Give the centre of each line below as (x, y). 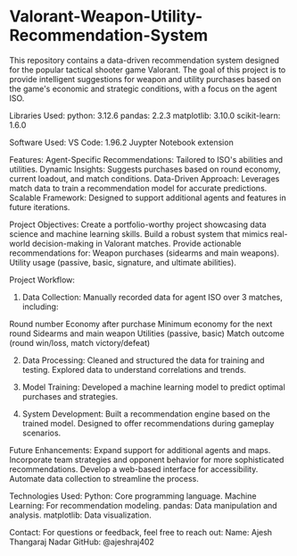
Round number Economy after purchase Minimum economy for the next (141, 324)
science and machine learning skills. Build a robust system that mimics (139, 233)
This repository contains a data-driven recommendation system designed (144, 60)
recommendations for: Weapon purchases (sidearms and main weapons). (144, 253)
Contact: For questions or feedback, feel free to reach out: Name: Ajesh (141, 532)
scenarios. (41, 433)
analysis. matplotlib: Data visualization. (80, 515)
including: (40, 307)
